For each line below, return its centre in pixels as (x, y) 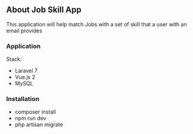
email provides (24, 31)
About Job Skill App (44, 10)
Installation (23, 99)
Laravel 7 (26, 71)
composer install (35, 112)
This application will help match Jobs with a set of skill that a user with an (96, 24)
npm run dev (30, 118)
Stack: (14, 59)
